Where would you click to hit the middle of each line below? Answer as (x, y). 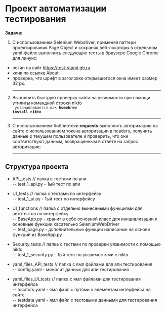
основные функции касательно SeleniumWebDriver (66, 224)
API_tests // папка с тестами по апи (49, 179)
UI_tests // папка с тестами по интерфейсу (57, 194)
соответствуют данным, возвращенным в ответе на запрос (75, 141)
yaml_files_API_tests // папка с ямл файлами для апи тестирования (82, 264)
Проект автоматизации (56, 9)
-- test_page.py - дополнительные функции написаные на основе (81, 229)
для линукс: (25, 58)
